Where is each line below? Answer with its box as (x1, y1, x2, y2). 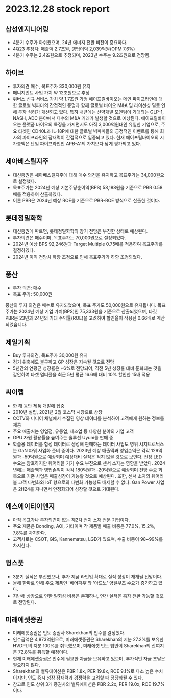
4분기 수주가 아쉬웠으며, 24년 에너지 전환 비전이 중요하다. (12, 39, 128, 45)
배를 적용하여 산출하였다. (12, 191, 62, 197)
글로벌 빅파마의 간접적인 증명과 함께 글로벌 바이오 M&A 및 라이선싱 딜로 (18, 102, 160, 108)
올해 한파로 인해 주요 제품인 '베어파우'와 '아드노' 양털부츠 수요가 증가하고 (12, 580, 157, 586)
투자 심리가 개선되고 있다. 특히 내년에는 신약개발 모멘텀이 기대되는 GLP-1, (18, 109, 164, 115)
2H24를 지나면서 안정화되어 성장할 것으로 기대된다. (18, 485, 120, 492)
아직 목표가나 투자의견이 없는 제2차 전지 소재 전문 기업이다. (12, 517, 130, 523)
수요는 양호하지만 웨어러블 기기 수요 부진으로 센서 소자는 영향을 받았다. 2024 (12, 460, 166, 466)
